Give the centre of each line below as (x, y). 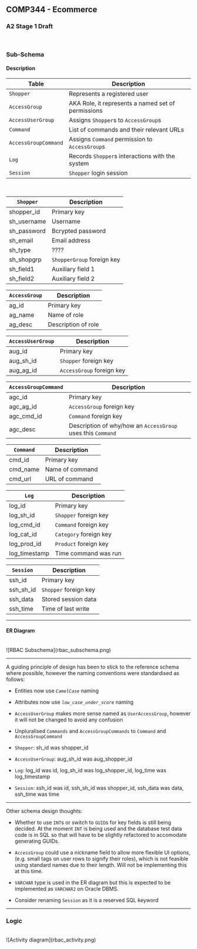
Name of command (72, 469)
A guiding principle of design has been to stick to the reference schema (93, 667)
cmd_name (24, 469)
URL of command (69, 479)
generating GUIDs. (37, 841)
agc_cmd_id (26, 416)
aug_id (18, 351)
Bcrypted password (79, 231)
